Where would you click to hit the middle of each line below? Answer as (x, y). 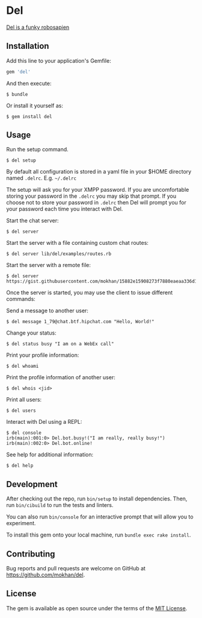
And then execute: (29, 83)
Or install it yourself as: (35, 106)
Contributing (31, 554)
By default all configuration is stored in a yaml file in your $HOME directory (99, 172)
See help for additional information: (50, 455)
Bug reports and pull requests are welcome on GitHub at (76, 569)
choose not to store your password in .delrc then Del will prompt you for (96, 203)
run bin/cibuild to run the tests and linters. (60, 505)
